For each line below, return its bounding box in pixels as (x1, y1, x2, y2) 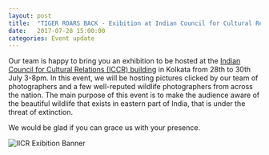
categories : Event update (8, 34, 94, 43)
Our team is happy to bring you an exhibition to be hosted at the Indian (8, 56, 241, 66)
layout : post (8, 11, 52, 20)
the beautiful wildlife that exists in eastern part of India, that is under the (8, 99, 246, 108)
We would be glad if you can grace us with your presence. (8, 123, 201, 133)
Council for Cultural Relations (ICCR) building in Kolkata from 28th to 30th (8, 65, 251, 75)
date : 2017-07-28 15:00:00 (8, 27, 106, 35)
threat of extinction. (8, 108, 74, 117)
